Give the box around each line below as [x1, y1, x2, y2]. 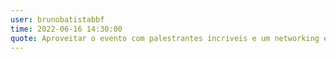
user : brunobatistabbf [10, 14, 105, 25]
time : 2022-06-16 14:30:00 [10, 24, 123, 34]
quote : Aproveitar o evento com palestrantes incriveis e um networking [10, 33, 320, 43]
